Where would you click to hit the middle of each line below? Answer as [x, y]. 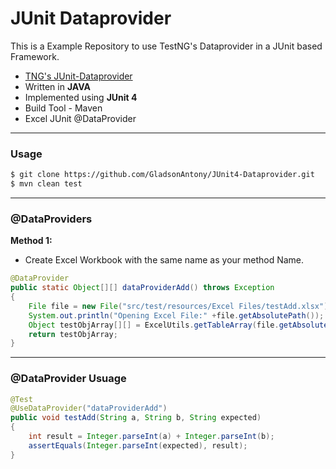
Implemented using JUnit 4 [81, 97]
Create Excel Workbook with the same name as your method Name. [164, 260]
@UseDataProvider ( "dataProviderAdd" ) [89, 408]
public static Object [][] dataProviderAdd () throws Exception [142, 288]
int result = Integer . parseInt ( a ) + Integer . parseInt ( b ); [151, 437]
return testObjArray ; [73, 334]
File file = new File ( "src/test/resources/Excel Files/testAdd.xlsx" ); [180, 306]
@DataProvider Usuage [68, 379]
